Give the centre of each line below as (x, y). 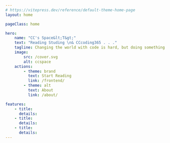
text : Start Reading (50, 76)
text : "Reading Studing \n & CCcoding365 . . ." (66, 43)
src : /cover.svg (41, 57)
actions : (24, 66)
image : (21, 52)
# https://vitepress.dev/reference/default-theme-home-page (70, 10)
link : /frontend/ (46, 81)
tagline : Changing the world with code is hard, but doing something (90, 47)
